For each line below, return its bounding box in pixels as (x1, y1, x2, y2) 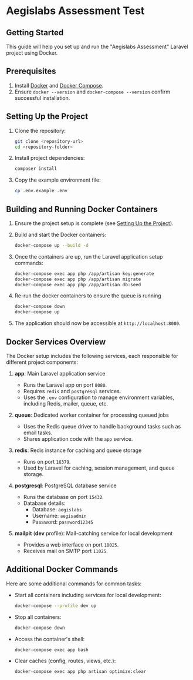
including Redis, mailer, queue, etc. (23, 400, 109, 407)
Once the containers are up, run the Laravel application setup (14, 253, 163, 260)
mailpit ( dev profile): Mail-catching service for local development (14, 530, 173, 537)
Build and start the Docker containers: (14, 231, 107, 238)
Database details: (23, 500, 66, 507)
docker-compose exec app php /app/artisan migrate (14, 276, 141, 282)
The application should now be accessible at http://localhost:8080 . (14, 320, 181, 327)
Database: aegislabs (32, 506, 82, 512)
